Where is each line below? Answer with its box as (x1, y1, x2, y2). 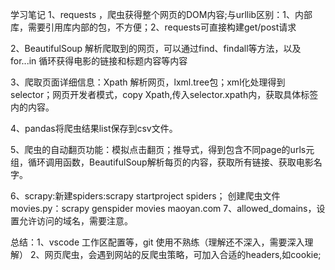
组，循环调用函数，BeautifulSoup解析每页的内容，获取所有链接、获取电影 (10, 156, 314, 168)
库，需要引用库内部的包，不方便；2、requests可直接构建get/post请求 (10, 21, 297, 33)
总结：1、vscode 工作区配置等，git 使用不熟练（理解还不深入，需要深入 (10, 236, 305, 248)
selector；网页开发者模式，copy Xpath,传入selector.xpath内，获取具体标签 (10, 89, 319, 100)
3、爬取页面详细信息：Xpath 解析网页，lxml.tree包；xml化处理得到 (10, 76, 286, 88)
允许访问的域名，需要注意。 (18, 215, 133, 227)
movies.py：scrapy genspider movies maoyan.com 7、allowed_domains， (10, 203, 317, 214)
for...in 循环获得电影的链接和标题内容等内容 (10, 55, 188, 67)
